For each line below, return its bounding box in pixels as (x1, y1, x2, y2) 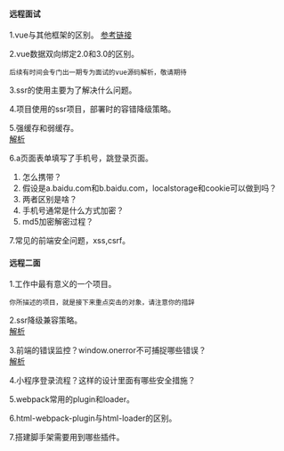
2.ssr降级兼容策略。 (9, 315, 83, 325)
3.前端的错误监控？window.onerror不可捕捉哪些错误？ (9, 345, 207, 356)
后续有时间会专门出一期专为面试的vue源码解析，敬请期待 (9, 68, 187, 78)
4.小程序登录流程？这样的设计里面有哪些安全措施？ (9, 375, 196, 386)
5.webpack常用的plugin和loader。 (9, 394, 135, 405)
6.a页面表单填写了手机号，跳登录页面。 (9, 152, 154, 164)
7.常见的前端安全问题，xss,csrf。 (9, 235, 131, 246)
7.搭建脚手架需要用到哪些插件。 (9, 432, 125, 443)
